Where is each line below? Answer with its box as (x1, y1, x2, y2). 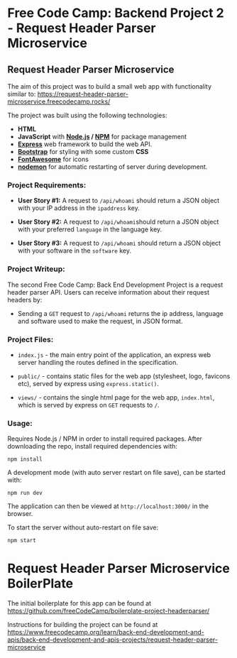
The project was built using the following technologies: (7, 111, 167, 119)
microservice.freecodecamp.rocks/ (7, 97, 111, 106)
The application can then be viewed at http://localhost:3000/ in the (7, 502, 209, 510)
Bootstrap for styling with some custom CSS (17, 148, 149, 155)
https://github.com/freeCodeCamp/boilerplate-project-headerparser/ (7, 607, 210, 615)
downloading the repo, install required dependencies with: (7, 442, 177, 451)
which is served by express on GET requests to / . (17, 400, 160, 409)
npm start (7, 537, 37, 544)
